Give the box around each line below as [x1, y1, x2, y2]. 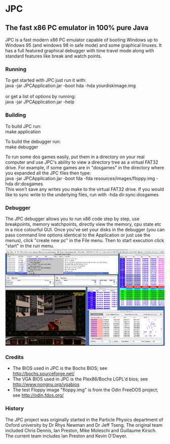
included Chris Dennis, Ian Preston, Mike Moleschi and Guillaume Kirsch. [5, 427, 157, 433]
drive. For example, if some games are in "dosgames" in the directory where [5, 164, 164, 170]
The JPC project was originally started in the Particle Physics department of [5, 417, 163, 423]
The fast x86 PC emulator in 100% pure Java [5, 23, 149, 32]
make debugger [5, 143, 38, 150]
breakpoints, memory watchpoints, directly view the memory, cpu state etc [5, 221, 161, 227]
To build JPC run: [5, 123, 41, 129]
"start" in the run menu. [5, 243, 55, 249]
